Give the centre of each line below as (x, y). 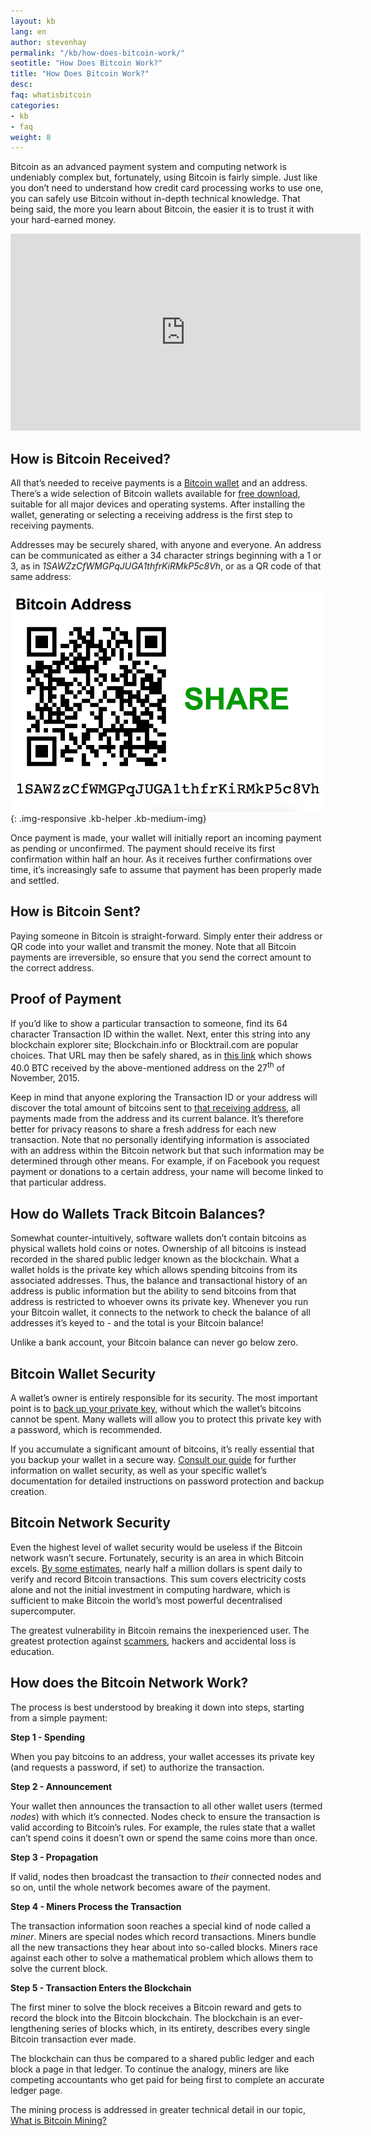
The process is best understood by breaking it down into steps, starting (157, 1707)
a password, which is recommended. (86, 1429)
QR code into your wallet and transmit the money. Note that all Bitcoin (153, 946)
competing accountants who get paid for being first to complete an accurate (167, 2079)
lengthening (35, 2028)
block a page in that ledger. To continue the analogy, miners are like (150, 2069)
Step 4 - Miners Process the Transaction (96, 1906)
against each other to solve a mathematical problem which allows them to (162, 1957)
